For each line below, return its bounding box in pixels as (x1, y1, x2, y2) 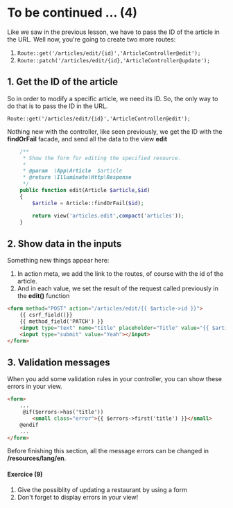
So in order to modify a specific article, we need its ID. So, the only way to (7, 94, 218, 103)
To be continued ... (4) (7, 5, 137, 21)
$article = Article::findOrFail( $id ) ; (32, 200, 144, 207)
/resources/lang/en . (7, 454, 67, 462)
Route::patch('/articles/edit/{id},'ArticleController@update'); (17, 57, 210, 64)
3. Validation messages (7, 356, 111, 368)
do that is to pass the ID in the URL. (7, 102, 108, 110)
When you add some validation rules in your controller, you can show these (7, 375, 222, 383)
